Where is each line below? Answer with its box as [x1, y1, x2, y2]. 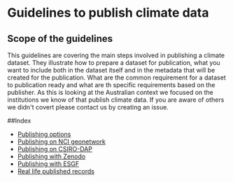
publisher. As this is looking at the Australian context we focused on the [7, 89, 213, 96]
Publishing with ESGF [17, 160, 79, 168]
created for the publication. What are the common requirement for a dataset [7, 73, 226, 82]
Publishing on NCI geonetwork [17, 137, 106, 146]
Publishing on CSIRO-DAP [17, 145, 93, 153]
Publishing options [17, 130, 71, 138]
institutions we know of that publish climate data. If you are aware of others [7, 96, 225, 104]
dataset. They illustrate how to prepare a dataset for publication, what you [7, 59, 220, 67]
